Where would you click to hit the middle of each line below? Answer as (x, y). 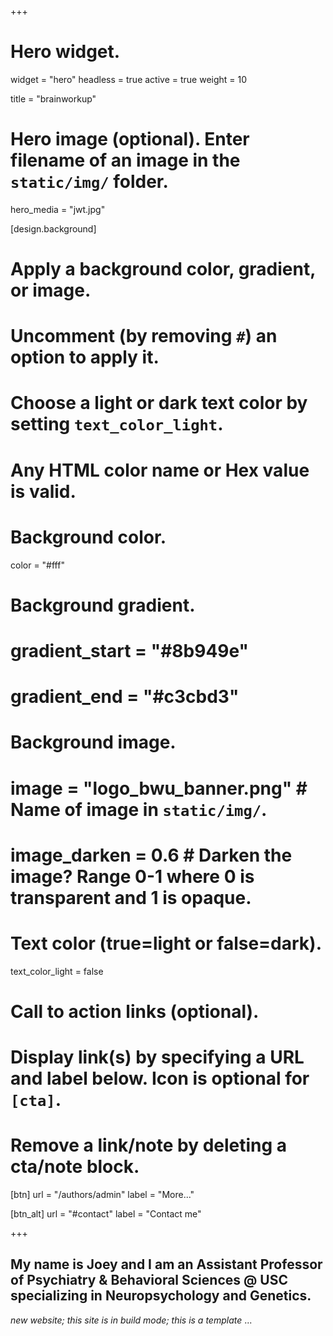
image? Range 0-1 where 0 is (132, 876)
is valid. (43, 491)
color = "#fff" (37, 565)
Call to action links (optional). (135, 1011)
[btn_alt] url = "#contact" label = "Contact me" (106, 1213)
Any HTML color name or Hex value (160, 470)
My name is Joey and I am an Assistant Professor (166, 1264)
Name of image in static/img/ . (139, 809)
